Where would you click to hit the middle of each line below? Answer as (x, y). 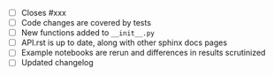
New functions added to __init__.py (88, 33)
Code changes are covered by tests (86, 23)
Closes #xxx (44, 13)
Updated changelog (57, 63)
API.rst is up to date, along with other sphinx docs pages (124, 42)
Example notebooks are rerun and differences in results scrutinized (143, 53)
